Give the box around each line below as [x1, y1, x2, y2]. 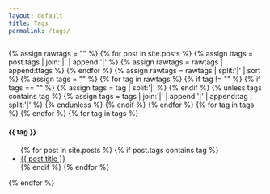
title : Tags [8, 19, 49, 27]
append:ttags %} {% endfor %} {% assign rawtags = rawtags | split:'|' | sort [8, 66, 261, 76]
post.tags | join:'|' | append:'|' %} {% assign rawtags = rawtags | [8, 57, 224, 67]
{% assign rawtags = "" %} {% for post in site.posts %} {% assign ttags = [8, 49, 253, 59]
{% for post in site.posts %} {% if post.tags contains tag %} [19, 145, 219, 155]
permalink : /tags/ [8, 27, 70, 35]
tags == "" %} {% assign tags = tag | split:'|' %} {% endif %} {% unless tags [8, 83, 263, 93]
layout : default [8, 11, 63, 20]
